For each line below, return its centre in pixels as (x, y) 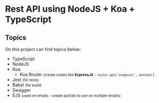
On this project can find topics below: (43, 49)
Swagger (21, 90)
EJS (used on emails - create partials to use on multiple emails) (66, 95)
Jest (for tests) (26, 80)
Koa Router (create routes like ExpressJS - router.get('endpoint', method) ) (87, 74)
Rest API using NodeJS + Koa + (70, 9)
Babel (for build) (27, 85)
